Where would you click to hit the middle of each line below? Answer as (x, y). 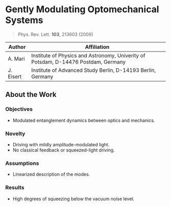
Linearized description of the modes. (51, 174)
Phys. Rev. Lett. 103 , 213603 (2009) (55, 34)
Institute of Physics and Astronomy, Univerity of (88, 56)
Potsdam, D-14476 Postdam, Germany (78, 62)
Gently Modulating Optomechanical (82, 9)
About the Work (31, 95)
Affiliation (97, 47)
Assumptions (22, 163)
